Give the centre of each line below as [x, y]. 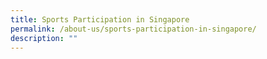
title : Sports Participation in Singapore [100, 19]
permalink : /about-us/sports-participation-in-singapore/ [133, 29]
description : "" [44, 38]
